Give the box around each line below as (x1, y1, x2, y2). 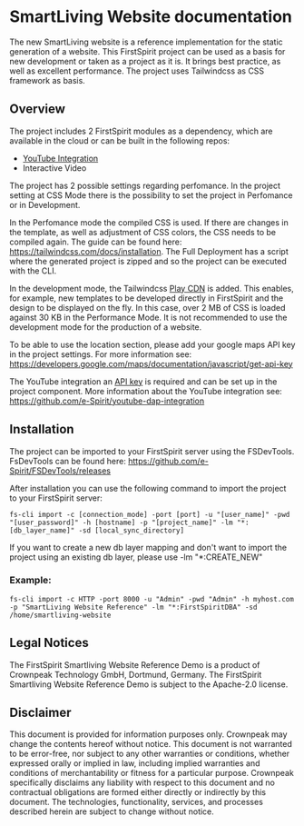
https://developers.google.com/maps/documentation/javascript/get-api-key (9, 358, 293, 369)
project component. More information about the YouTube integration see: (9, 385, 283, 396)
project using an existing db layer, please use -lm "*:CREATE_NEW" (9, 552, 263, 562)
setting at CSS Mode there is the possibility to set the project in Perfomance (9, 189, 293, 201)
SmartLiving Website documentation (9, 6, 292, 27)
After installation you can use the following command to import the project (9, 483, 287, 493)
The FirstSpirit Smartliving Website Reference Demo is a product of (9, 659, 260, 670)
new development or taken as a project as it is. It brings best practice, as (9, 55, 281, 66)
